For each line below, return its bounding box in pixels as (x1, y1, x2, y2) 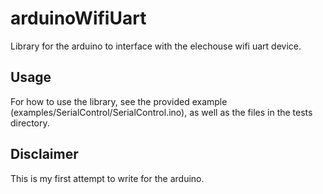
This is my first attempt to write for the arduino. (10, 172, 205, 184)
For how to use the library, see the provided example (10, 95, 228, 107)
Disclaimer (10, 146, 79, 163)
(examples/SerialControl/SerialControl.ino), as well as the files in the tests (10, 106, 313, 118)
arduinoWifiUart (10, 7, 147, 30)
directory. (10, 117, 50, 129)
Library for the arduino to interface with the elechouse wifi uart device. (10, 40, 302, 52)
